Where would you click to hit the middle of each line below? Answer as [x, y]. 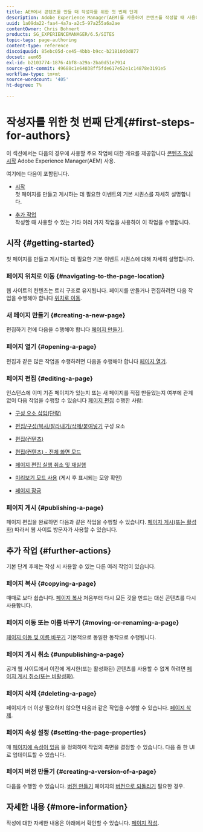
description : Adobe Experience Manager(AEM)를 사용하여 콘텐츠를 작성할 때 [95, 18]
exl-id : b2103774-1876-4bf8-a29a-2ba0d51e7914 [66, 62]
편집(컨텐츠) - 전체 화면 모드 [48, 452]
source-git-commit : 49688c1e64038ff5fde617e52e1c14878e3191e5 [86, 68]
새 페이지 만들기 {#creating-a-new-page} [66, 315]
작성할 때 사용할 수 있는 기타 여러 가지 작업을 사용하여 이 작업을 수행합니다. [103, 222]
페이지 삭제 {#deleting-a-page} [51, 693]
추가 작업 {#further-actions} [59, 550]
